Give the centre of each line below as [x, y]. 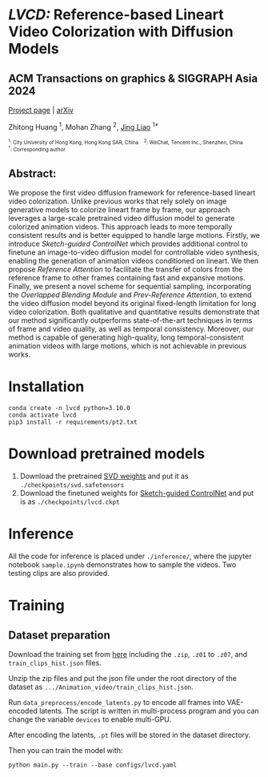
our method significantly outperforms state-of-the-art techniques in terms [130, 320]
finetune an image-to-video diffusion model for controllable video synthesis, [134, 252]
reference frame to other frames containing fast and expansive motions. [127, 278]
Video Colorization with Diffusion [121, 32]
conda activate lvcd [43, 415]
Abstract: [32, 173]
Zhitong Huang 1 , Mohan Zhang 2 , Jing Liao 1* [84, 126]
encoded [23, 711]
